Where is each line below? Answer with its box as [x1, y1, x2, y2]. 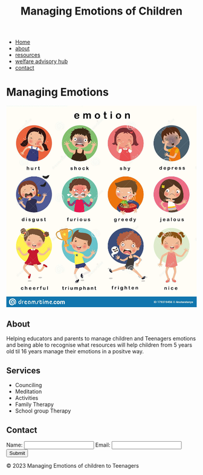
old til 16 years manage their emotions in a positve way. [6, 348, 144, 355]
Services [6, 365, 41, 376]
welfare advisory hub [14, 58, 68, 65]
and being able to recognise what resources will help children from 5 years [6, 341, 192, 349]
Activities [14, 394, 39, 402]
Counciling [14, 382, 42, 389]
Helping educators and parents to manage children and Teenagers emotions [6, 335, 196, 342]
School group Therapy [14, 407, 71, 414]
